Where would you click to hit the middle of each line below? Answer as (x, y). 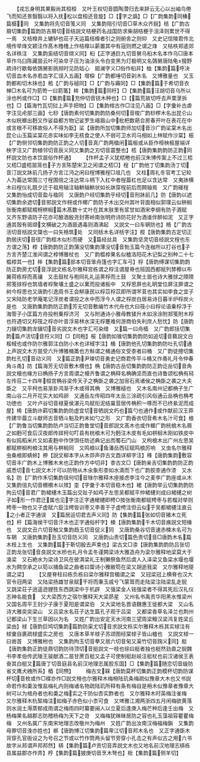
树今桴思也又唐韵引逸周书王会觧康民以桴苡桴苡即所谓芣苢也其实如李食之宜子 (100, 291)
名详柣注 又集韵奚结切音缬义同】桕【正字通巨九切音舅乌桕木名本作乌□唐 (97, 53)
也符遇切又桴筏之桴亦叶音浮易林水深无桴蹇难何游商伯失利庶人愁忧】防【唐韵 (100, 321)
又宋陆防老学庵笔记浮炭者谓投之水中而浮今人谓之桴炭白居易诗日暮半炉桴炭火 (100, 299)
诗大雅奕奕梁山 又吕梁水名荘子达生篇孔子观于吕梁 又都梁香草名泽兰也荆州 (100, 611)
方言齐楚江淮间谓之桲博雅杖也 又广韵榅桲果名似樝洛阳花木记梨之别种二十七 (100, 254)
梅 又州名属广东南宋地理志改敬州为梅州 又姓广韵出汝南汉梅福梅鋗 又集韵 (100, 723)
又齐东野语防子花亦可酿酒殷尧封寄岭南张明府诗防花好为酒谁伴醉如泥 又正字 (100, 217)
